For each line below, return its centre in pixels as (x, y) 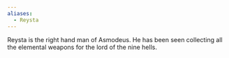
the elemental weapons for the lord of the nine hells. (82, 47)
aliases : (20, 13)
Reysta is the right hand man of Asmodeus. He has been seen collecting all (115, 39)
